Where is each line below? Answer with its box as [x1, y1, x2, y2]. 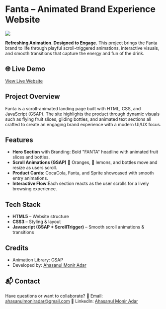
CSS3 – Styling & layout [12, 219, 61, 225]
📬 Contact [5, 277, 40, 286]
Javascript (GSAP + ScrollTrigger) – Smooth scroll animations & [12, 224, 145, 230]
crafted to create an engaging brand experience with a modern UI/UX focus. [5, 121, 162, 127]
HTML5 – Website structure [12, 214, 69, 220]
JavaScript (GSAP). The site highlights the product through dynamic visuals [5, 111, 160, 117]
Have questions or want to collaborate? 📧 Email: [5, 293, 103, 299]
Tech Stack [5, 200, 41, 209]
